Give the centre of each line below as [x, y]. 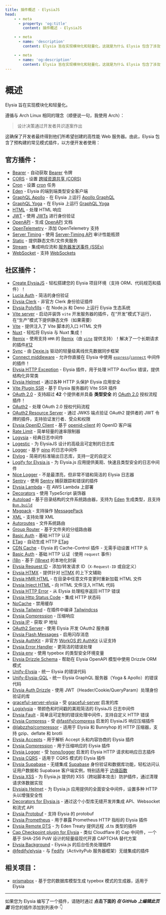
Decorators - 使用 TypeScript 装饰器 [49, 493]
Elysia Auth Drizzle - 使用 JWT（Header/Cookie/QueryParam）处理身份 [85, 690]
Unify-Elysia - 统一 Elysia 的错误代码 [49, 671]
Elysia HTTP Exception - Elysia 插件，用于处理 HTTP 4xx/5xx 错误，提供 [86, 369]
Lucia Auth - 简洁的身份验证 [41, 295]
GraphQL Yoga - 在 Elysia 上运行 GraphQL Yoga [61, 204]
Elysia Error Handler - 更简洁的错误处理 [52, 646]
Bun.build [22, 505]
